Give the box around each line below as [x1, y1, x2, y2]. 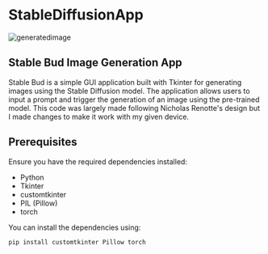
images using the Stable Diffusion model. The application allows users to [8, 86, 250, 95]
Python [19, 172, 44, 182]
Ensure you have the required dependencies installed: [8, 156, 188, 167]
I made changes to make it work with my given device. [8, 112, 190, 121]
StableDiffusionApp [8, 6, 144, 24]
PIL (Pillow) [19, 198, 58, 208]
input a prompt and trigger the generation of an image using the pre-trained [8, 95, 260, 104]
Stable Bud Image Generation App [8, 56, 183, 70]
